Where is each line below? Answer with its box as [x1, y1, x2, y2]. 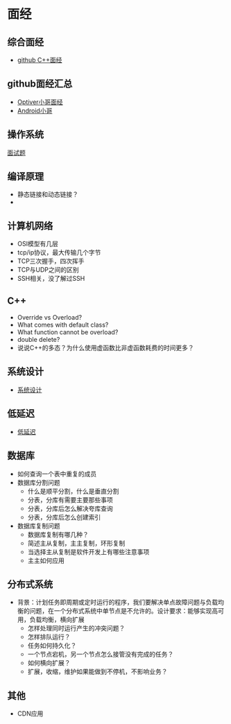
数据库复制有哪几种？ [27, 530, 89, 538]
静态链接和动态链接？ [17, 190, 78, 198]
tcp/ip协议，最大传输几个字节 [17, 248, 101, 257]
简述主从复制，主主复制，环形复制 [27, 539, 126, 547]
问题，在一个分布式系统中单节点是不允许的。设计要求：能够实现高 [29, 607, 219, 615]
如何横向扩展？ [27, 659, 71, 667]
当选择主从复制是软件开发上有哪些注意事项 [27, 547, 150, 555]
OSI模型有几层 [17, 240, 59, 248]
